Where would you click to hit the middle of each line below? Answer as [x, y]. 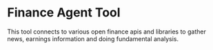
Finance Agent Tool [64, 13]
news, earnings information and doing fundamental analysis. [93, 38]
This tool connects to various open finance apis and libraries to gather [107, 32]
